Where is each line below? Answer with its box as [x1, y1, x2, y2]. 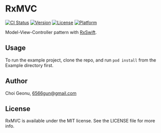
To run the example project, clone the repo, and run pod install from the [5, 57, 156, 63]
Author [5, 77, 28, 85]
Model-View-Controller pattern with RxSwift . [5, 29, 97, 35]
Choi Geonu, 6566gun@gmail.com [5, 90, 77, 96]
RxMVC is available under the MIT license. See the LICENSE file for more [5, 118, 155, 124]
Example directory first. [5, 62, 54, 68]
